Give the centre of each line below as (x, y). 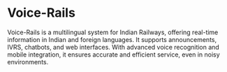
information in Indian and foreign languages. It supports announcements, (112, 39)
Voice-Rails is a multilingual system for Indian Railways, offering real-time (113, 32)
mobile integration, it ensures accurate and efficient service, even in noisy (113, 55)
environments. (28, 62)
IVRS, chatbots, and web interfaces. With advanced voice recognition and (113, 47)
